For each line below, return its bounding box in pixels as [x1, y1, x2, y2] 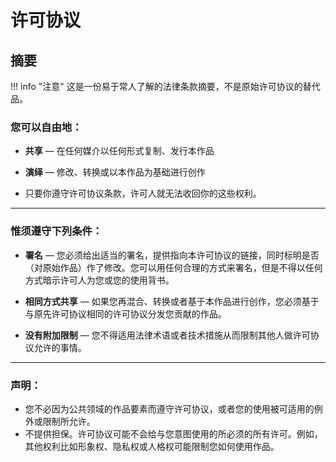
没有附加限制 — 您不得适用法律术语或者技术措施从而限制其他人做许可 [24, 329, 311, 341]
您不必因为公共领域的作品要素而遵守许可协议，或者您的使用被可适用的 [24, 402, 315, 415]
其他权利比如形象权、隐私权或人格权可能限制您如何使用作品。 [24, 440, 280, 452]
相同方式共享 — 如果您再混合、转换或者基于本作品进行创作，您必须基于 [24, 295, 320, 307]
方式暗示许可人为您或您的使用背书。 [24, 274, 175, 286]
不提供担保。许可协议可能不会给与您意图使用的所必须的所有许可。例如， [24, 427, 323, 440]
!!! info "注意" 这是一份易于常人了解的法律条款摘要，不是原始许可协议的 [10, 81, 303, 92]
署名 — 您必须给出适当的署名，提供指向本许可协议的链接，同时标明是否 [24, 249, 320, 261]
